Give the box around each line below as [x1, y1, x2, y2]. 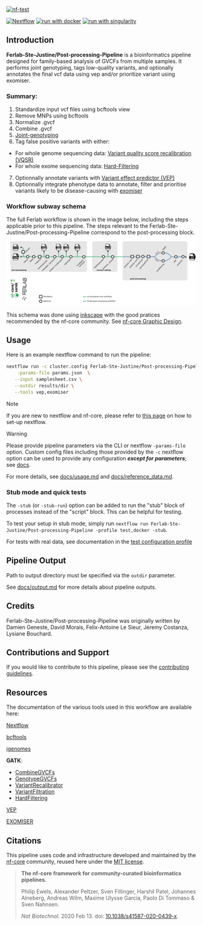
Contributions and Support [6, 648, 110, 657]
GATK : [6, 757, 23, 764]
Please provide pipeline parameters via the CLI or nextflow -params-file [6, 442, 186, 449]
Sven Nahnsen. [21, 901, 59, 908]
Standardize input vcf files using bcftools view [14, 106, 130, 113]
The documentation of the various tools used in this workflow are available [6, 703, 192, 711]
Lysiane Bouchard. [6, 630, 53, 637]
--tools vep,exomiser [14, 389, 69, 395]
